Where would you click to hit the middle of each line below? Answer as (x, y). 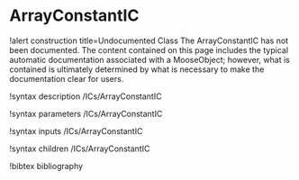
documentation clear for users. (67, 78)
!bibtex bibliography (46, 166)
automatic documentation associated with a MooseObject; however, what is (149, 59)
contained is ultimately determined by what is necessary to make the (137, 69)
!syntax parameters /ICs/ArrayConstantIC (86, 113)
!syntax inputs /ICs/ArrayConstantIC (76, 130)
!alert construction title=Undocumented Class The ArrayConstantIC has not (149, 40)
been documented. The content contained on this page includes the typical (149, 49)
